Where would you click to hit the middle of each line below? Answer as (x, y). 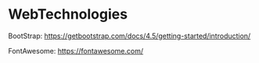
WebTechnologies (68, 14)
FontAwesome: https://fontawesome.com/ (76, 51)
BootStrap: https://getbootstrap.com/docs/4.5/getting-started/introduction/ (129, 36)
